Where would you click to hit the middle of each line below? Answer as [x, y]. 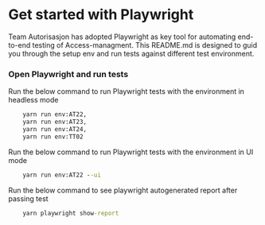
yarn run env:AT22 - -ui [62, 175]
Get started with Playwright [101, 15]
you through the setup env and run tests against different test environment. [131, 53]
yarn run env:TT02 [53, 137]
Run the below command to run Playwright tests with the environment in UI [131, 152]
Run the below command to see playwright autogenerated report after [123, 190]
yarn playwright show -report [71, 213]
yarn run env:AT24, [55, 129]
